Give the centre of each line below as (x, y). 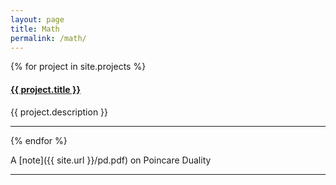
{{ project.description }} (59, 112)
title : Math (35, 29)
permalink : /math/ (48, 38)
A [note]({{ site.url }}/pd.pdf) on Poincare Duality (111, 160)
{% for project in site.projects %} (78, 67)
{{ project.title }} (46, 89)
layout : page (37, 19)
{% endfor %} (39, 140)
